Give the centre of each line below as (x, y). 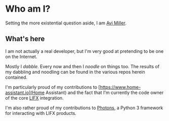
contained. (16, 77)
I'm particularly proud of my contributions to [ (53, 87)
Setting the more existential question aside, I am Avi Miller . (66, 23)
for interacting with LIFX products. (41, 113)
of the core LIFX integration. (35, 98)
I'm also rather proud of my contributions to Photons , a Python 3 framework (84, 108)
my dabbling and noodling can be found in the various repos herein (75, 72)
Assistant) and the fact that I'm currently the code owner (104, 93)
